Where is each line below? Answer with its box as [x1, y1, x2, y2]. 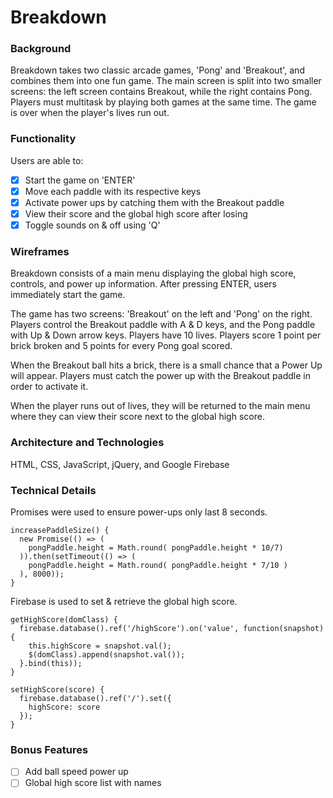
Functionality [10, 132, 77, 146]
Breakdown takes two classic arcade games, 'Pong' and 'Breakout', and [10, 64, 305, 76]
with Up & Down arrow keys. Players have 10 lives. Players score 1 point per [10, 329, 322, 341]
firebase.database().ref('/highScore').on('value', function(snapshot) [19, 623, 325, 633]
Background [10, 42, 72, 56]
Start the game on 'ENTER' [24, 174, 136, 186]
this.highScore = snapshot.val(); [28, 641, 172, 651]
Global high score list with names [24, 777, 162, 789]
